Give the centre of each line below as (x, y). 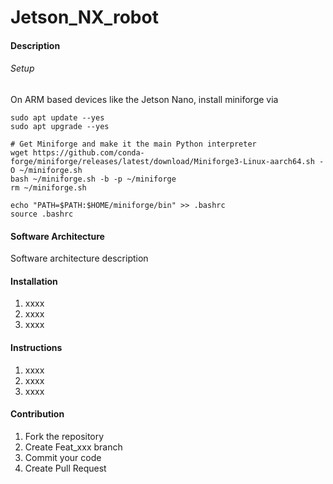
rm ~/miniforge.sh (48, 187)
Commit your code (63, 457)
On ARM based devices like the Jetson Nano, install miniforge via (144, 99)
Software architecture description (79, 258)
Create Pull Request (65, 468)
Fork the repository (64, 436)
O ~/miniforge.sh (46, 170)
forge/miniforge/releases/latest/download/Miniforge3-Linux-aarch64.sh (162, 161)
